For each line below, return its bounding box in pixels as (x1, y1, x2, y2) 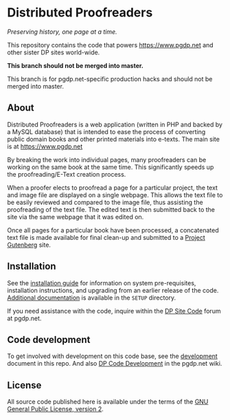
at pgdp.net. (7, 314, 42, 322)
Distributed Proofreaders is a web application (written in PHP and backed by (7, 120, 223, 129)
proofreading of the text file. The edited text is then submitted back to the (7, 205, 215, 214)
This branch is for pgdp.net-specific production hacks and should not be (7, 74, 213, 83)
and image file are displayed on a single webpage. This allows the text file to (7, 190, 223, 199)
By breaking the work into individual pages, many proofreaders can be (7, 155, 207, 164)
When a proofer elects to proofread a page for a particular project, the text (7, 184, 218, 192)
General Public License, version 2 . (7, 405, 104, 413)
